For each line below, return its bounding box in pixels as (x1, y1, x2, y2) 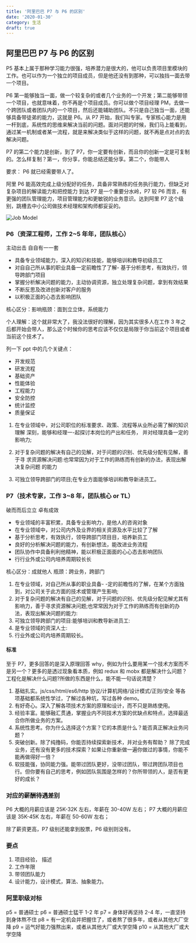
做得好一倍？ (24, 753, 56, 760)
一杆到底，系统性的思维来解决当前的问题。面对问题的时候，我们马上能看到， (6, 121, 190, 128)
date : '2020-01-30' (6, 14, 54, 20)
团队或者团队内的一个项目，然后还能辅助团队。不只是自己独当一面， (16, 107, 180, 114)
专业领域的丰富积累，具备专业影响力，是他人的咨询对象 (14, 519, 148, 526)
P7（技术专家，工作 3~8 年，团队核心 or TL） (6, 492, 134, 500)
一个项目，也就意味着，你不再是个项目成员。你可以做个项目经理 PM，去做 (6, 99, 184, 106)
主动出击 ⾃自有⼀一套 (6, 244, 59, 251)
